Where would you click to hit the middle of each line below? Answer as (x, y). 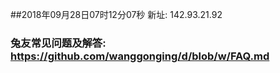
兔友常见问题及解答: (58, 43)
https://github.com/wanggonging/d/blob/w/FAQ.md (140, 56)
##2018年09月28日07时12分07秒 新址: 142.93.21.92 (116, 14)
